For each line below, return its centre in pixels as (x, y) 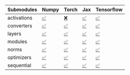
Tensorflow (109, 9)
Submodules (22, 9)
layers (15, 34)
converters (20, 26)
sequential (19, 65)
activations (20, 18)
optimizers (19, 57)
